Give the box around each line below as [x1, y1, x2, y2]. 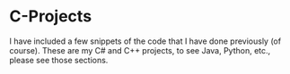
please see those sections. [9, 54, 109, 65]
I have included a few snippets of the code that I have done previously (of [9, 36, 281, 46]
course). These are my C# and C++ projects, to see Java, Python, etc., [9, 45, 271, 55]
